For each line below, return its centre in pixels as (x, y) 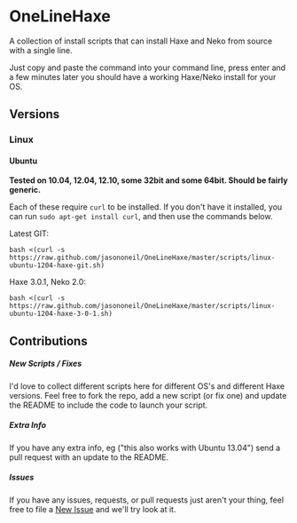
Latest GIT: (29, 234)
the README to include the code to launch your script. (109, 405)
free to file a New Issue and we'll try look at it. (93, 509)
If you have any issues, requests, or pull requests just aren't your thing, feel (147, 500)
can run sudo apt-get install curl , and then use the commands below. (141, 217)
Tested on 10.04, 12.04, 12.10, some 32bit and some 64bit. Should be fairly (148, 180)
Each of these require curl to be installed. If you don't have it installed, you (146, 207)
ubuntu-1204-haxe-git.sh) (57, 265)
